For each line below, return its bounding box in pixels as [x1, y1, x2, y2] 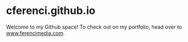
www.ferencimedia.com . [6, 29, 65, 36]
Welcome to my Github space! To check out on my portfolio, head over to [6, 23, 182, 30]
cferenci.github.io [6, 4, 96, 17]
